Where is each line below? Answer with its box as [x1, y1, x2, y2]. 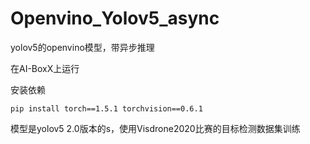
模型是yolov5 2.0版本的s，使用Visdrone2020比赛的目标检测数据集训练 [10, 122, 301, 134]
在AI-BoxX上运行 [10, 62, 80, 74]
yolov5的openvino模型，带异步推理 [10, 41, 155, 53]
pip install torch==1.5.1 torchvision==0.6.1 [10, 103, 203, 114]
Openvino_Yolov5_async [10, 7, 220, 30]
